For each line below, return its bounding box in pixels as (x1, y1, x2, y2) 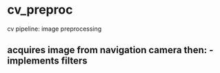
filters (61, 55, 88, 67)
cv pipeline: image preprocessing (7, 25, 102, 33)
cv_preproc (7, 2, 73, 18)
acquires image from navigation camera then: (7, 44, 208, 56)
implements (7, 55, 60, 67)
